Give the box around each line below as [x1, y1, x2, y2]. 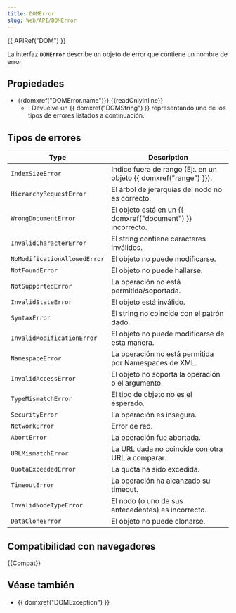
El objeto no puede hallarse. [111, 265, 203, 275]
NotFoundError [11, 267, 58, 274]
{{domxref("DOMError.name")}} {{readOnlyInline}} [17, 96, 164, 105]
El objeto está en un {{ [111, 205, 184, 215]
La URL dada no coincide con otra [111, 444, 223, 454]
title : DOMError [7, 10, 55, 18]
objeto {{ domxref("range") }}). [111, 173, 213, 183]
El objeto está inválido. [111, 297, 185, 307]
